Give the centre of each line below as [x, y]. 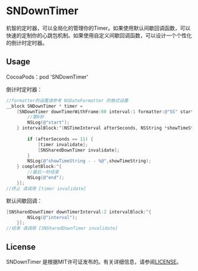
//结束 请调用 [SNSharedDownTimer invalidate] [62, 228]
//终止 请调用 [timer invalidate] [46, 188]
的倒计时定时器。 [27, 43]
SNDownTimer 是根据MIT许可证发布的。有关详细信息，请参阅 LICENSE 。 [94, 262]
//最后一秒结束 [43, 172]
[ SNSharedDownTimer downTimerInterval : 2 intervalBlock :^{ [79, 212]
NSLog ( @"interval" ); [52, 217]
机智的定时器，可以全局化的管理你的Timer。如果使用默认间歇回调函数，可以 [98, 28]
